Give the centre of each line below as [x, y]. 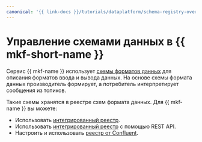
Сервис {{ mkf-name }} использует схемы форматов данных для [89, 71]
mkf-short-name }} [55, 54]
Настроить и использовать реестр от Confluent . [76, 132]
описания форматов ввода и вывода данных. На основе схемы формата [99, 77]
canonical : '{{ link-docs [38, 12]
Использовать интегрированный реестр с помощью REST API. [95, 126]
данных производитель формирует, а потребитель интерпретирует [93, 84]
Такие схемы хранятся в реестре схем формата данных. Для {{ [88, 102]
